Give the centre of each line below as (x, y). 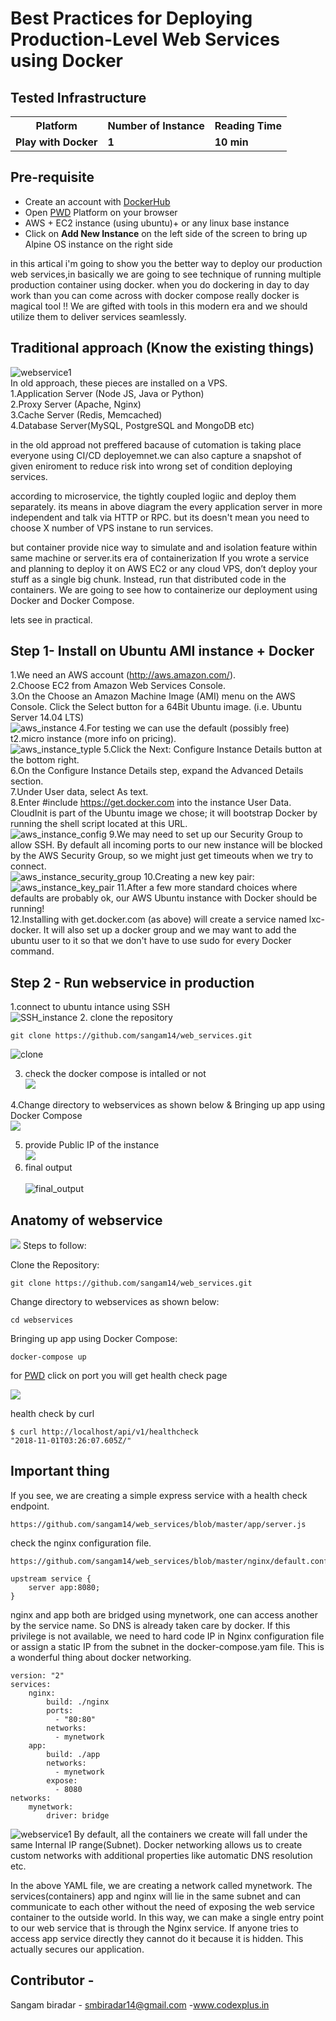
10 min (231, 142)
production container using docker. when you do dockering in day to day (160, 284)
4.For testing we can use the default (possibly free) (184, 728)
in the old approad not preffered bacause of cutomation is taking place (156, 444)
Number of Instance (156, 125)
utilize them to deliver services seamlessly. (98, 316)
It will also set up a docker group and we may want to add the (170, 930)
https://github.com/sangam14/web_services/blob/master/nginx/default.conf (169, 1561)
